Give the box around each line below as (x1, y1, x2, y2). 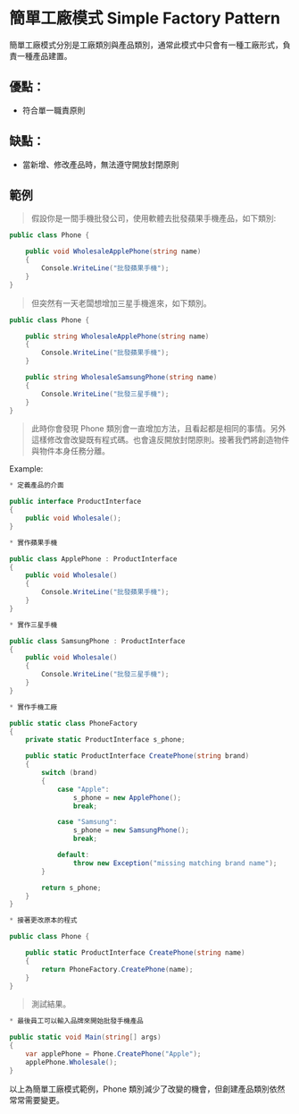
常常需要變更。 (9, 1094, 64, 1105)
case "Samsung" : (56, 818, 118, 827)
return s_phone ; (41, 883, 102, 892)
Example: (9, 463, 44, 474)
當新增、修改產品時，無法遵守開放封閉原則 (21, 158, 179, 170)
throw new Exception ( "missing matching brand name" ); (72, 858, 278, 868)
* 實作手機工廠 (9, 702, 58, 711)
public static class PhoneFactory (9, 719, 138, 727)
